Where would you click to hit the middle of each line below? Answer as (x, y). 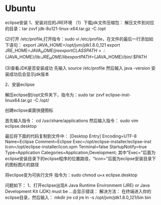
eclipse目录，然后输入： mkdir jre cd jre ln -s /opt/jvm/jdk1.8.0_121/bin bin (78, 197)
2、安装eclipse (20, 84)
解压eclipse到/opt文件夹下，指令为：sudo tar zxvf (55, 95)
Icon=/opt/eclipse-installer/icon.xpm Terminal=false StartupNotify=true (76, 147)
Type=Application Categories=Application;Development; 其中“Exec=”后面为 (80, 152)
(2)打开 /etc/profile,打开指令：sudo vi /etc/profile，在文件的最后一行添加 (77, 39)
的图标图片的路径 (22, 164)
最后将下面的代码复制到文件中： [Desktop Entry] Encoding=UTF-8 (71, 136)
